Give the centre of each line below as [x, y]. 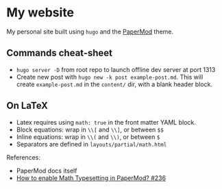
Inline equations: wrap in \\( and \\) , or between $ [88, 137]
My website [40, 13]
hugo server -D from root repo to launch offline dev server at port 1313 [116, 69]
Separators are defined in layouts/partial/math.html [91, 144]
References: [23, 157]
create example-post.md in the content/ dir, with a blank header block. [114, 84]
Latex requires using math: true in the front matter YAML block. [106, 122]
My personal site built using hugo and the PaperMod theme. [90, 32]
